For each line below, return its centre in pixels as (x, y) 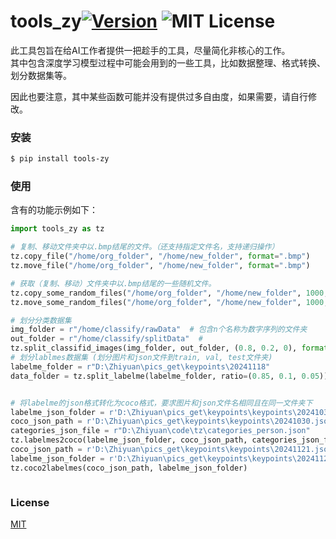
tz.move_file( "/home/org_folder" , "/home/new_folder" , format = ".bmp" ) (160, 266)
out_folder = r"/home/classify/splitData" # (106, 339)
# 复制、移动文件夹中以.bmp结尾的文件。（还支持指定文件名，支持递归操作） (145, 247)
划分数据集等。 (41, 75)
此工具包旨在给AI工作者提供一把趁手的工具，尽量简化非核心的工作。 (150, 50)
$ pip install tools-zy (60, 159)
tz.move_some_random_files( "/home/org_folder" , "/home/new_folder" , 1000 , (169, 302)
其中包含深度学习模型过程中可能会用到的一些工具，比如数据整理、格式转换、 (168, 62)
